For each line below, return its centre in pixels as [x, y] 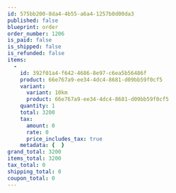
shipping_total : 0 [34, 171]
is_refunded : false [36, 54]
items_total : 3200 [34, 159]
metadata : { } [42, 146]
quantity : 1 [37, 106]
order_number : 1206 [36, 34]
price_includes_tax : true [64, 139]
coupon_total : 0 [31, 178]
